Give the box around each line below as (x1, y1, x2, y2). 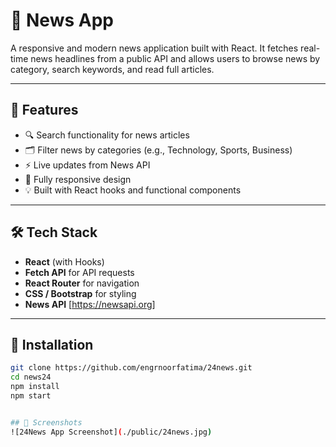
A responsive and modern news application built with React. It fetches (10, 42, 299, 54)
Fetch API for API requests (24, 266, 135, 278)
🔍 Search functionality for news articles (24, 129, 190, 141)
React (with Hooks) (24, 255, 105, 268)
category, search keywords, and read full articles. (10, 63, 215, 75)
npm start (10, 391, 52, 401)
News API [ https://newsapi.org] (24, 298, 156, 310)
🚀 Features (10, 102, 79, 119)
